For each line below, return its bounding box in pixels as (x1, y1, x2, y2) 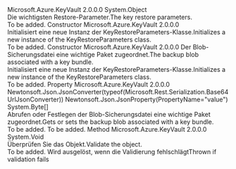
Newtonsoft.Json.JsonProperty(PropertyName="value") (65, 95, 228, 104)
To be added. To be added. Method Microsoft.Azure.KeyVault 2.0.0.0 (7, 125, 207, 133)
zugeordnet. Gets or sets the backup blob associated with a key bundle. (7, 118, 214, 126)
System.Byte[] (7, 103, 49, 111)
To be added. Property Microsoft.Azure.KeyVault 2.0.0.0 (7, 80, 170, 89)
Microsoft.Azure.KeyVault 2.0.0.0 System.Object (7, 6, 147, 13)
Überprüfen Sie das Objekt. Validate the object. (7, 140, 142, 149)
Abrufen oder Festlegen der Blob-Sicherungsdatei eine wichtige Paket (7, 111, 211, 118)
